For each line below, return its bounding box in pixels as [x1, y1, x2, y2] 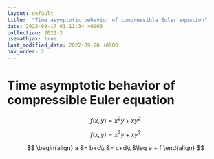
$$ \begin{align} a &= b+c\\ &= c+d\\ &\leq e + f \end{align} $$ [26, 144, 205, 152]
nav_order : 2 [7, 49, 45, 56]
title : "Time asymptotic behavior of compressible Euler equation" [7, 16, 208, 23]
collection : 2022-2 [7, 29, 63, 36]
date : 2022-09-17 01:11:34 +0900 [7, 23, 103, 29]
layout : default [7, 10, 54, 17]
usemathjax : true [7, 36, 57, 42]
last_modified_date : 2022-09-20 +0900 [7, 42, 118, 49]
